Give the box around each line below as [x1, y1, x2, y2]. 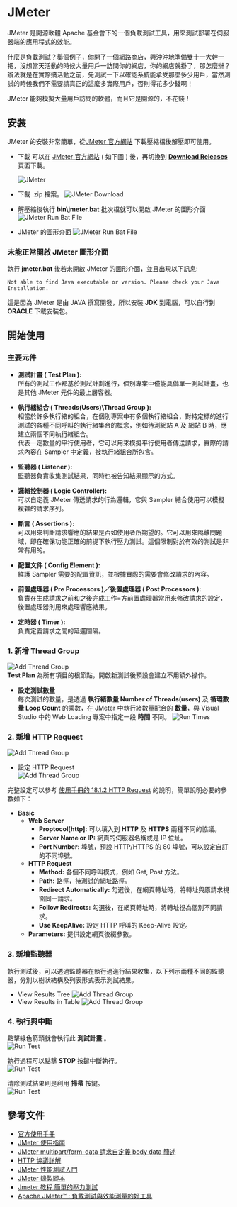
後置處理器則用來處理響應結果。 [17, 602, 111, 611]
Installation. [7, 285, 50, 292]
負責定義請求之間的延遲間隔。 [17, 626, 105, 635]
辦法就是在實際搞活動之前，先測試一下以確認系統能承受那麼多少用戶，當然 [7, 70, 224, 79]
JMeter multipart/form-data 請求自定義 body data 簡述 [17, 1147, 176, 1156]
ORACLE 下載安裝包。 [7, 307, 72, 316]
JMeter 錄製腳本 [17, 1174, 66, 1182]
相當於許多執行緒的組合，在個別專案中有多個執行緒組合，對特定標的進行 [17, 412, 229, 421]
